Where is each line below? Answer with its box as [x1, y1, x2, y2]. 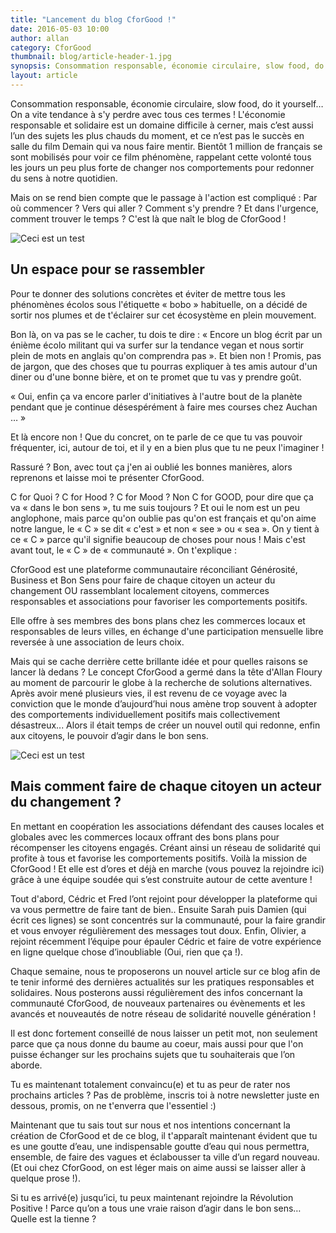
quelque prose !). [10, 1172, 82, 1184]
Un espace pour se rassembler [10, 261, 205, 278]
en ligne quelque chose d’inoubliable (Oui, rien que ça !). [10, 946, 244, 958]
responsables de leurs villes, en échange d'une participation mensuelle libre [10, 625, 324, 637]
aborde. [10, 1059, 43, 1071]
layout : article [10, 71, 78, 81]
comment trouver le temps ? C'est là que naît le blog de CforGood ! [10, 212, 287, 225]
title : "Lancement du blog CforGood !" [10, 14, 177, 25]
